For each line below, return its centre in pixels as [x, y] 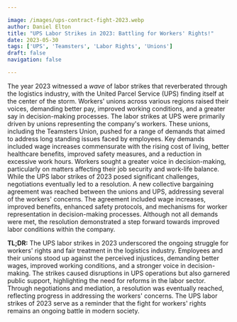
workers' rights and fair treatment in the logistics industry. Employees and [115, 250]
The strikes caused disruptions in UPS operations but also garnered [131, 273]
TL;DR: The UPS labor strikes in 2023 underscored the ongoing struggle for [118, 243]
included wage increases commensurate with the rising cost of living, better [118, 146]
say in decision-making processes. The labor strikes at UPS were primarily [116, 116]
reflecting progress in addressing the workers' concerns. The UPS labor [112, 296]
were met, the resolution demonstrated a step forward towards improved [114, 221]
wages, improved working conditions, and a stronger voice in [97, 265]
